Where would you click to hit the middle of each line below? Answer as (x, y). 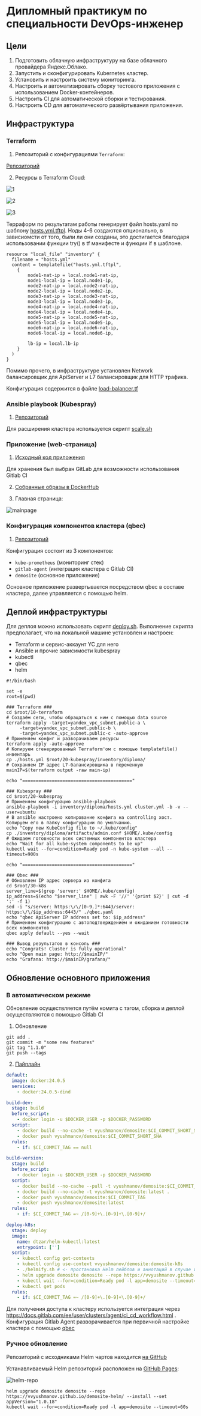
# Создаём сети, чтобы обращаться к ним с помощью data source (87, 718)
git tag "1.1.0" (26, 1048)
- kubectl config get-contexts (56, 1259)
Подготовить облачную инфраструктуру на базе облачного (91, 60)
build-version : (25, 1158)
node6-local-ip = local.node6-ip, (71, 333)
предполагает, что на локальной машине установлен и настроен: (90, 633)
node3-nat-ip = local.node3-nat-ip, (73, 296)
